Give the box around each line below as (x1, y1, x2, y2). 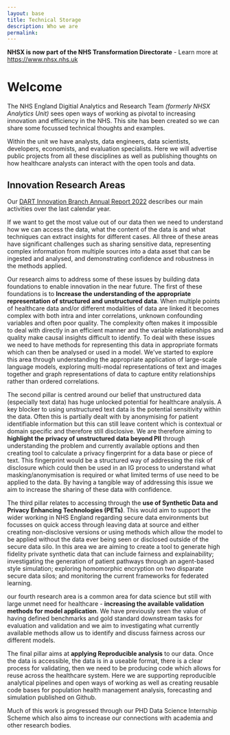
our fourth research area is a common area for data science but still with (7, 592, 211, 600)
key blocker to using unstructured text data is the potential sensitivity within (7, 405, 221, 413)
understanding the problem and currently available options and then (7, 442, 200, 450)
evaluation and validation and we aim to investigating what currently (7, 622, 199, 629)
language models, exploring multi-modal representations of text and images (7, 363, 222, 371)
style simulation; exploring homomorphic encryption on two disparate (7, 565, 204, 572)
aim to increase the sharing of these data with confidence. (7, 486, 172, 493)
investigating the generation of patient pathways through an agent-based (7, 557, 215, 565)
